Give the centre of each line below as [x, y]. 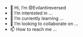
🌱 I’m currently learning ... [37, 18]
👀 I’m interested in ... [31, 13]
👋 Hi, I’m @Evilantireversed [38, 8]
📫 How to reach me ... [33, 29]
